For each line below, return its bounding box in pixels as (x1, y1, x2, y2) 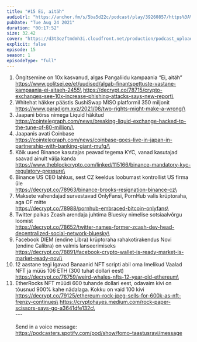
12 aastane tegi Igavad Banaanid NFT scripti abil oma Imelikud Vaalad (15, 260, 182, 267)
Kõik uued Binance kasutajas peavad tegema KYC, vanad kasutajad (15, 148, 178, 155)
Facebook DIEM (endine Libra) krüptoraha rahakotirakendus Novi (15, 236, 172, 243)
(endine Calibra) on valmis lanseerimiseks (15, 242, 116, 249)
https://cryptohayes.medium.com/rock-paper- (60, 298, 171, 305)
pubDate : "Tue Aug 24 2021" (6, 19, 75, 25)
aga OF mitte (15, 198, 46, 205)
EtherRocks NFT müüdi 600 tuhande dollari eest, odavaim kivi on (15, 279, 172, 286)
